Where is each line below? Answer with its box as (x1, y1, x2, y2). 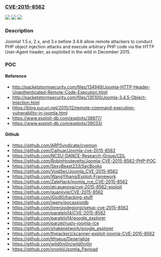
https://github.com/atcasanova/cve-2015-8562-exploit (12, 184, 122, 190)
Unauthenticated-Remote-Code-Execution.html (12, 89, 108, 95)
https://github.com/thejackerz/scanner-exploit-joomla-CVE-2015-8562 (12, 231, 155, 236)
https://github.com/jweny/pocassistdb (12, 199, 89, 205)
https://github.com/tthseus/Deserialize (12, 236, 90, 241)
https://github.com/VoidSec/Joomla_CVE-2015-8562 (12, 168, 118, 174)
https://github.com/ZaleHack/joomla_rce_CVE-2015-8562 (12, 178, 128, 184)
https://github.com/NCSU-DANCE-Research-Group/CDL (12, 152, 126, 158)
